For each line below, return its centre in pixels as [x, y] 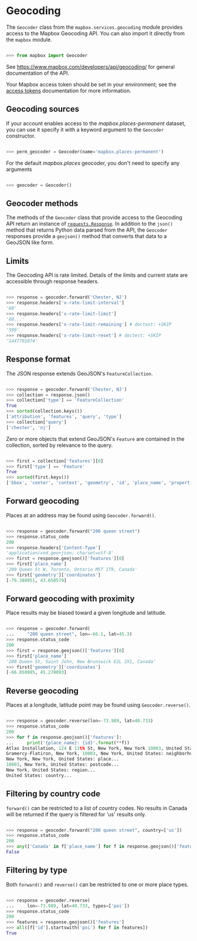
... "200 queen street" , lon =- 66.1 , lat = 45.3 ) [69, 634]
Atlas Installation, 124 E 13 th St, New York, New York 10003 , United [94, 748]
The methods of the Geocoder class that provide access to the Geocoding [94, 217]
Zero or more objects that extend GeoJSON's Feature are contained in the [95, 438]
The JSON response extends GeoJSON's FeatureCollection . [79, 373]
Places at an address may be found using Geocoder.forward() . [81, 515]
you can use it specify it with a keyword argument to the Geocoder [85, 129]
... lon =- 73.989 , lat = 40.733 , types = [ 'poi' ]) [68, 906]
